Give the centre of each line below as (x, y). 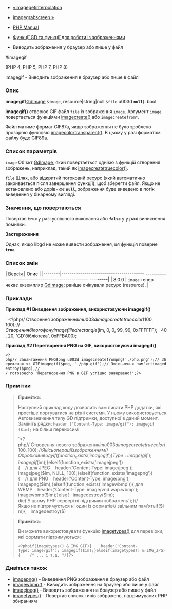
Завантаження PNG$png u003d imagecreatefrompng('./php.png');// (89, 360)
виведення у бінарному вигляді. (41, 194)
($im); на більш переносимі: (49, 429)
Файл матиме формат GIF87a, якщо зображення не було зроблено (78, 127)
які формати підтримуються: (49, 537)
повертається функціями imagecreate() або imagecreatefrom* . (72, 117)
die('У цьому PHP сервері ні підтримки (60, 500)
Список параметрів (31, 151)
